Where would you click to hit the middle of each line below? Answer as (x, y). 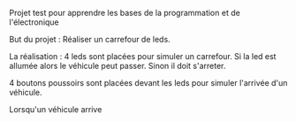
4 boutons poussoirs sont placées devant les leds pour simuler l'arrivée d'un (148, 83)
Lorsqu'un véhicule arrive (56, 109)
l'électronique (34, 22)
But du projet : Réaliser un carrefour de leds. (90, 39)
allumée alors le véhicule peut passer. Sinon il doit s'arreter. (118, 66)
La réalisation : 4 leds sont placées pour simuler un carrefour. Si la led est (143, 56)
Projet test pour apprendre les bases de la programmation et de (125, 13)
